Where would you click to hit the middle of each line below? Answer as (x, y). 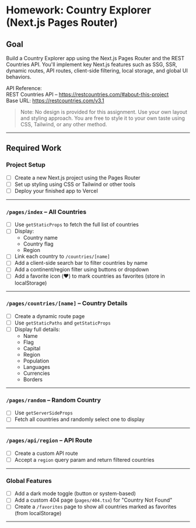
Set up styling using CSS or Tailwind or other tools (75, 184)
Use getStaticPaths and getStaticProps (62, 323)
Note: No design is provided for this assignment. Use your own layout (104, 112)
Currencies (36, 373)
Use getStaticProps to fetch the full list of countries (76, 225)
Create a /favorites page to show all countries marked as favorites (95, 507)
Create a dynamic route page (50, 316)
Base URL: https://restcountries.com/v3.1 (55, 101)
